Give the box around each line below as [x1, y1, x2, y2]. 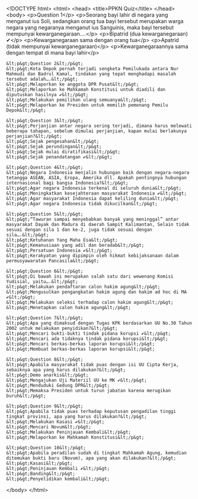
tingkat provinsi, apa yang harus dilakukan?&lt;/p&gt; [6, 414, 147, 419]
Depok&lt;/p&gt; [6, 107, 46, 113]
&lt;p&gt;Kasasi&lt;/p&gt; [6, 460, 73, 466]
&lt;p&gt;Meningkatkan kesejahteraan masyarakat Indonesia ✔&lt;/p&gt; [6, 190, 187, 196]
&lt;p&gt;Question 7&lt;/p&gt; [6, 315, 84, 321]
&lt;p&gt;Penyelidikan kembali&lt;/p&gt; [6, 476, 110, 482]
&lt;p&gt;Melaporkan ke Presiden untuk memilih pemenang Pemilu [6, 102, 168, 108]
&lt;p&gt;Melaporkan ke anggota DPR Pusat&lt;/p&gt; [6, 81, 139, 87]
